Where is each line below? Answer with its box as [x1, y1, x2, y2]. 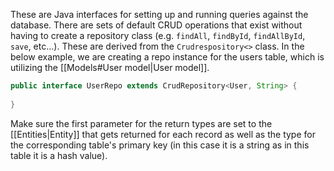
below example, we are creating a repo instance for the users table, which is [10, 51, 325, 63]
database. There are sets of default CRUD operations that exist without [10, 19, 303, 31]
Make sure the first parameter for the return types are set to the [10, 117, 273, 129]
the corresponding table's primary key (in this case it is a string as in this [10, 139, 310, 151]
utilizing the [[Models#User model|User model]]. [10, 62, 210, 73]
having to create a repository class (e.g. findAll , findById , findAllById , [10, 30, 306, 41]
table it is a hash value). [10, 149, 108, 161]
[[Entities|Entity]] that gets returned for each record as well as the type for [10, 128, 316, 140]
